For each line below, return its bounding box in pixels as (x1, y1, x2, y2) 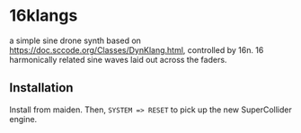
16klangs (9, 5, 78, 26)
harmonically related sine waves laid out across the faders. (9, 54, 227, 65)
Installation (9, 80, 74, 95)
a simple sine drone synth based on (9, 35, 142, 46)
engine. (9, 113, 38, 124)
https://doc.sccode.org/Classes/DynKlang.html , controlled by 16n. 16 (9, 44, 264, 55)
